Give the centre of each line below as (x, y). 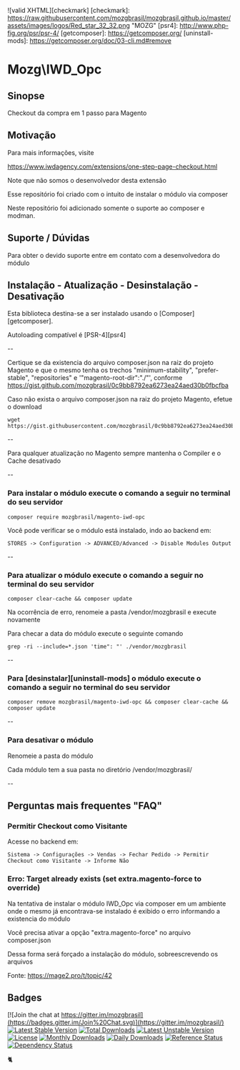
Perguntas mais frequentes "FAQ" (85, 806)
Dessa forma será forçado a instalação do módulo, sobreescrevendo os (113, 954)
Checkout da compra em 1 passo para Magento (77, 113)
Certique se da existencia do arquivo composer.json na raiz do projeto (111, 363)
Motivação (32, 135)
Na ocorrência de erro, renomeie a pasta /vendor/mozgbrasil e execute (112, 612)
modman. (21, 215)
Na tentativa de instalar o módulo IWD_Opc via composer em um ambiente (117, 904)
